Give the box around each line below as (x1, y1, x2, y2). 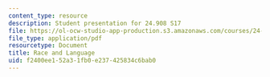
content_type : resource (8, 11, 88, 20)
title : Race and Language (8, 49, 95, 57)
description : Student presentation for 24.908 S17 (8, 19, 182, 27)
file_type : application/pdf (8, 34, 103, 43)
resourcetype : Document (8, 42, 88, 50)
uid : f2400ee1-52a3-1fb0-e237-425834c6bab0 (8, 57, 157, 65)
